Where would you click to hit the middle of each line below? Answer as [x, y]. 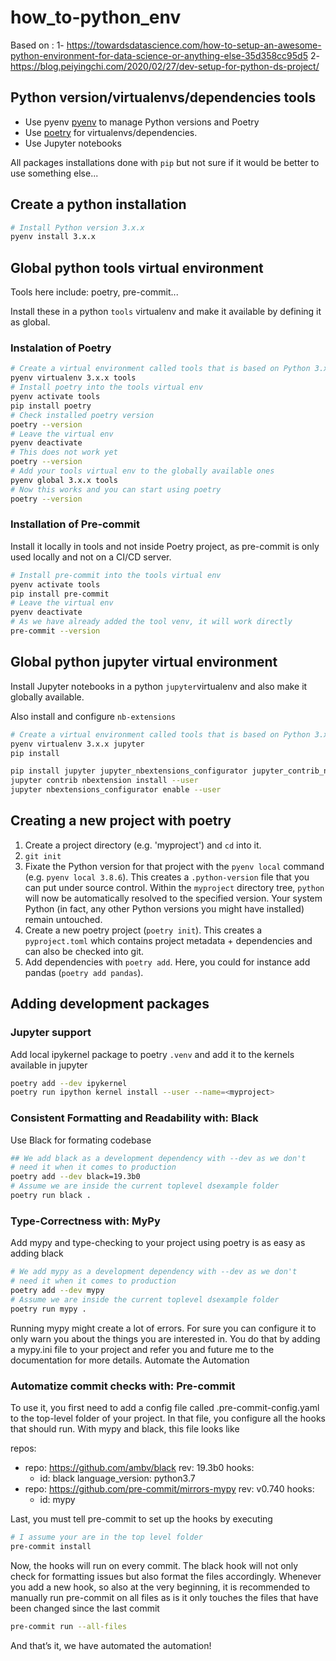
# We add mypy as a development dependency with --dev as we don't [154, 1272]
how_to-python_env [96, 17]
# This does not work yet [64, 452]
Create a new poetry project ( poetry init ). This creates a [143, 930]
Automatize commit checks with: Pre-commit [123, 1386]
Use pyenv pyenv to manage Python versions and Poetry [142, 122]
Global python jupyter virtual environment [144, 662]
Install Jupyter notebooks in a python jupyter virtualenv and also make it [159, 686]
